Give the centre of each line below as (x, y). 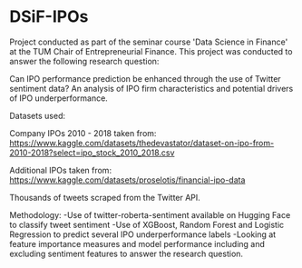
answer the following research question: (84, 61)
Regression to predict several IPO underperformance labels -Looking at (143, 234)
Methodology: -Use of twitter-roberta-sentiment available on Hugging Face (150, 214)
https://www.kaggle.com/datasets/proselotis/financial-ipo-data (127, 180)
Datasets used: (38, 115)
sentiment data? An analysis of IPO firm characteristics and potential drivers (151, 88)
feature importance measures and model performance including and (137, 243)
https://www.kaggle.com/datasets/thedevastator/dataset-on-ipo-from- (142, 143)
